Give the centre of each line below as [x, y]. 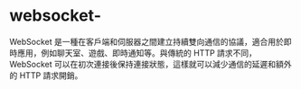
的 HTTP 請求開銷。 [46, 75]
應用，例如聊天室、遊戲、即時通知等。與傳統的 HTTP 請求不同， [137, 53]
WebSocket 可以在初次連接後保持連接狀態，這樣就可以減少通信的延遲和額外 [150, 64]
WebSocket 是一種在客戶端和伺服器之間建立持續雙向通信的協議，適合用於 [147, 41]
